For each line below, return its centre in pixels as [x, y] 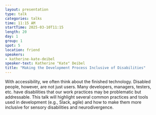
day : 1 [12, 37]
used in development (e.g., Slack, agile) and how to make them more [73, 102]
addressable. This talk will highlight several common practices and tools [77, 97]
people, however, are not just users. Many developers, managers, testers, [78, 87]
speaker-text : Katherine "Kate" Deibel [45, 63]
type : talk [16, 14]
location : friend [22, 50]
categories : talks [23, 18]
